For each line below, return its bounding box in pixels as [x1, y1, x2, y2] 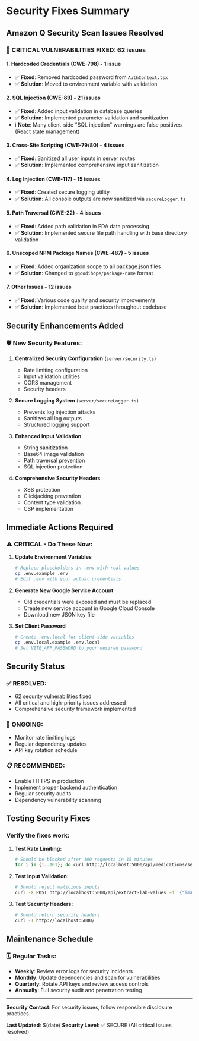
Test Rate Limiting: [14, 845, 62, 852]
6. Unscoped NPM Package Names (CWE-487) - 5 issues [6, 250, 149, 257]
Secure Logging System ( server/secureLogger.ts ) [14, 397, 139, 404]
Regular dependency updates [14, 740, 87, 747]
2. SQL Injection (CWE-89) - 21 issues [6, 94, 101, 102]
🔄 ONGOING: [6, 721, 43, 729]
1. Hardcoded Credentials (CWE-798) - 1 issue [6, 61, 121, 68]
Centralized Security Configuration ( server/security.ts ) [14, 355, 156, 362]
